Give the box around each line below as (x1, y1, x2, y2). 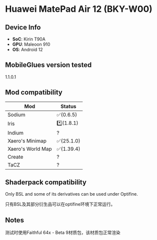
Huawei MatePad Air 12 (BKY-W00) (5, 3, 153, 15)
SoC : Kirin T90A (12, 36, 46, 42)
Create (7, 153, 24, 160)
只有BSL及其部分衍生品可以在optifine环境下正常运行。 (5, 201, 116, 207)
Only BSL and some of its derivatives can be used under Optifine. (5, 191, 138, 197)
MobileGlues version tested (5, 61, 92, 69)
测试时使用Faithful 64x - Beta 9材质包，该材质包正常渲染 (5, 230, 120, 236)
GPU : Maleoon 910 (12, 41, 50, 47)
